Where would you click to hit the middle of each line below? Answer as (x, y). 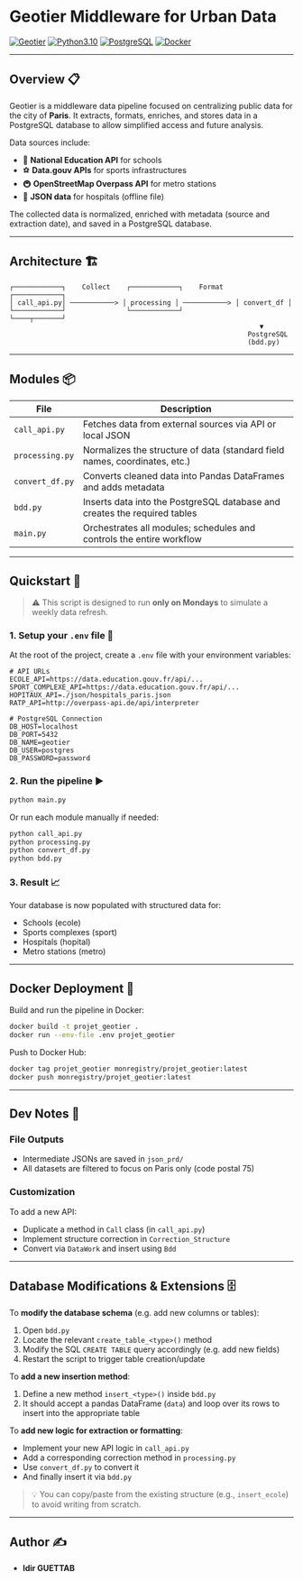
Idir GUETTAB (48, 1568)
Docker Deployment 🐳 (72, 988)
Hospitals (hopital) (56, 942)
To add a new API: (43, 1211)
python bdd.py (36, 859)
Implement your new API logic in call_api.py (106, 1448)
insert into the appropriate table (81, 1412)
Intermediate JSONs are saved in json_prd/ (103, 1159)
